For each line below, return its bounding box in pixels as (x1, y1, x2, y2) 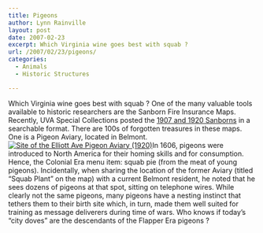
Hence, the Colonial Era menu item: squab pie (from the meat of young (8, 157, 238, 166)
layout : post (8, 26, 51, 34)
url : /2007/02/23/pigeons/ (8, 48, 97, 56)
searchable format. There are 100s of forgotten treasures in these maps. (8, 124, 243, 133)
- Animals (15, 63, 47, 71)
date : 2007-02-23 (8, 33, 65, 42)
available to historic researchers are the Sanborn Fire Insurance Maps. (8, 107, 236, 116)
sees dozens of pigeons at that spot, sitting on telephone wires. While (8, 182, 235, 191)
